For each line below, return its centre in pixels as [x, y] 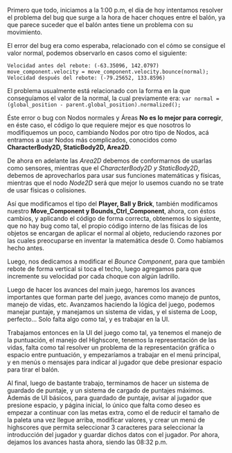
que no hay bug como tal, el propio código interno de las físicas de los [107, 226]
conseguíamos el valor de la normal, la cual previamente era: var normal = [113, 98]
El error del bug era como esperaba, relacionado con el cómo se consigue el [116, 46]
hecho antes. [26, 248]
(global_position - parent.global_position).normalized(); [94, 105]
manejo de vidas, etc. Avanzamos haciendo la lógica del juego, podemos [111, 304]
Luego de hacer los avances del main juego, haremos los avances [101, 290]
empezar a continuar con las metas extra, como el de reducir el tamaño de [113, 412]
